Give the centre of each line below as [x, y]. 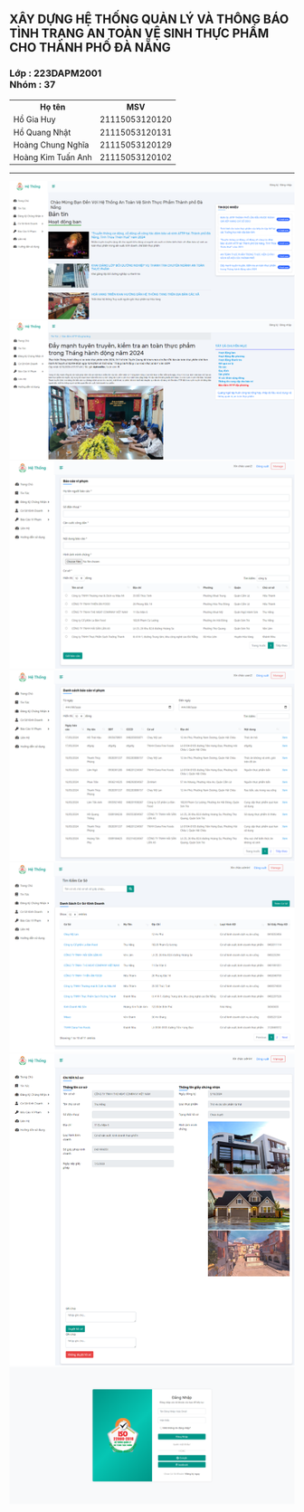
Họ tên [52, 107]
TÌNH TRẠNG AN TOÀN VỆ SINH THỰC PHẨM [139, 34]
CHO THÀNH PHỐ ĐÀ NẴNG [90, 48]
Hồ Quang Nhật [42, 132]
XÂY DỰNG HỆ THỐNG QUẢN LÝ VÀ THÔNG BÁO [149, 19]
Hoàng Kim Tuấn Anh [52, 157]
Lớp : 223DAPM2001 [56, 73]
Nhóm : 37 [33, 85]
